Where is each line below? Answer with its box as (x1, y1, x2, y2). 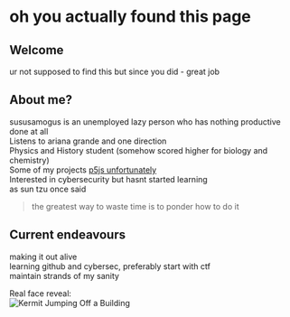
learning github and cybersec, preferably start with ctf (9, 260, 210, 272)
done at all (9, 126, 49, 136)
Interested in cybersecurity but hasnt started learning (9, 173, 208, 184)
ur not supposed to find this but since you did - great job (9, 66, 220, 77)
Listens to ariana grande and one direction (9, 135, 167, 146)
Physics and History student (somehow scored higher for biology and (9, 145, 268, 155)
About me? (9, 92, 72, 107)
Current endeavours (9, 228, 126, 243)
